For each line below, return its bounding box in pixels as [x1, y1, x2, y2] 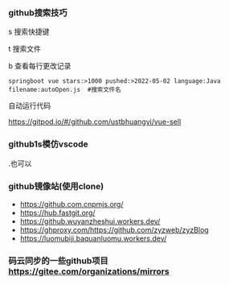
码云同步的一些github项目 [8, 255, 108, 266]
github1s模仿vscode [8, 138, 88, 150]
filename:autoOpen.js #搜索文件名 [8, 86, 122, 94]
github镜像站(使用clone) [8, 180, 104, 192]
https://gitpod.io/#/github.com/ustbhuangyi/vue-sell [8, 117, 182, 126]
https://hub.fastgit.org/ [19, 208, 96, 217]
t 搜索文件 [8, 44, 42, 54]
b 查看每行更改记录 [8, 61, 72, 71]
